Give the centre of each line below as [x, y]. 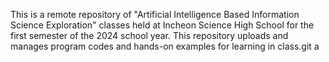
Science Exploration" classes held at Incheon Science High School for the [162, 25]
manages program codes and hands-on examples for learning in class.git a [165, 46]
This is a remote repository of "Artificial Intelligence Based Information [155, 14]
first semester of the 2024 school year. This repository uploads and [149, 35]
